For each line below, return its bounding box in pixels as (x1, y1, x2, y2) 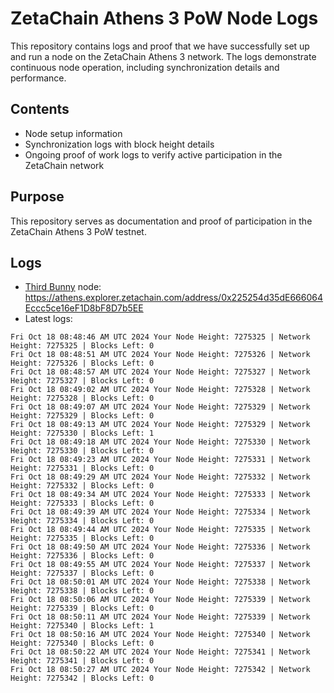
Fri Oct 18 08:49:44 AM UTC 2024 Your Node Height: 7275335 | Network (10, 525, 311, 535)
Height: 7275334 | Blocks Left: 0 (10, 516, 155, 526)
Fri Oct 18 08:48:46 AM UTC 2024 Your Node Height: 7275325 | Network (10, 332, 311, 342)
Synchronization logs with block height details (24, 138, 215, 150)
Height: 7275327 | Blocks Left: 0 (10, 376, 155, 386)
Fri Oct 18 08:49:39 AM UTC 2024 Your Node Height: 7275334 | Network (10, 507, 311, 517)
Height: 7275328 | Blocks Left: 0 (10, 393, 155, 404)
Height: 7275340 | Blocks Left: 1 (10, 621, 155, 631)
